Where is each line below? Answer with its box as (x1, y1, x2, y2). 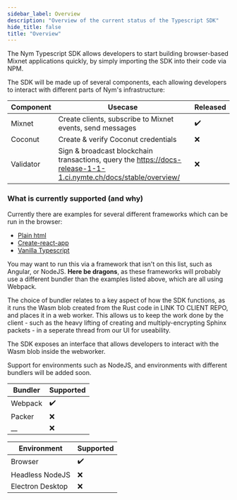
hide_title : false (7, 23, 61, 30)
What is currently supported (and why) (7, 194, 143, 203)
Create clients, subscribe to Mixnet (58, 114, 174, 124)
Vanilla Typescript (17, 246, 70, 254)
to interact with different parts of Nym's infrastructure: (7, 85, 166, 94)
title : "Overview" (7, 30, 61, 37)
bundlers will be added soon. (7, 368, 92, 376)
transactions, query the (58, 155, 135, 165)
